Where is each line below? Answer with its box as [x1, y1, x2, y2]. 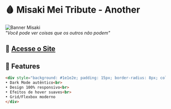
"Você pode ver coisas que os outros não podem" [5, 30, 110, 36]
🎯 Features [5, 62, 40, 70]
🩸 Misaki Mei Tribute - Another [5, 4, 140, 16]
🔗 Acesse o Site [5, 44, 56, 53]
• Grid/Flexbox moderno [5, 94, 56, 99]
